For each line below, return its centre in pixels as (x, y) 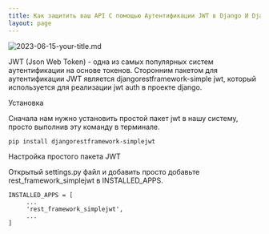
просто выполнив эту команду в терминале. (84, 127)
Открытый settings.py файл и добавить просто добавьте (104, 171)
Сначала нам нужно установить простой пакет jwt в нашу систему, (123, 118)
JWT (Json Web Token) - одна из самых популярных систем (111, 62)
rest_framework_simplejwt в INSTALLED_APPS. (86, 180)
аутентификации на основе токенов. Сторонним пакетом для (113, 70)
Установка (26, 103)
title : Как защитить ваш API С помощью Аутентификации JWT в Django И (128, 16)
